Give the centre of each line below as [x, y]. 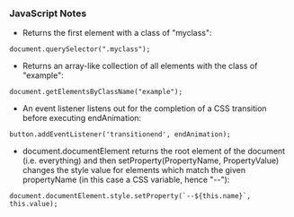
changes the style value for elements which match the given [134, 170]
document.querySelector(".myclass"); [80, 49]
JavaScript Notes [48, 13]
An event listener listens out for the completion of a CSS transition [144, 108]
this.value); [34, 204]
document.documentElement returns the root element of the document [154, 152]
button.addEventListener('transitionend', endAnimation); [120, 135]
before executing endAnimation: [82, 118]
